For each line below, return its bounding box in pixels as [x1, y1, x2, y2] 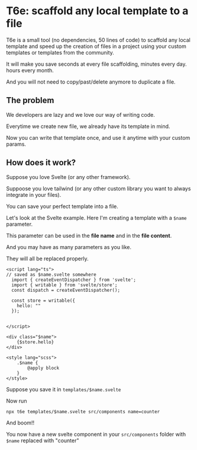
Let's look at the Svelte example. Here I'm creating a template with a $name [6, 214, 188, 221]
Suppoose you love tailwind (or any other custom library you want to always [6, 185, 191, 192]
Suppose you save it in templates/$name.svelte [6, 385, 121, 392]
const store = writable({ [11, 298, 76, 304]
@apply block [27, 365, 60, 371]
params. [6, 141, 27, 148]
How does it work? [6, 158, 76, 168]
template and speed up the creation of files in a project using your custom [6, 43, 186, 50]
